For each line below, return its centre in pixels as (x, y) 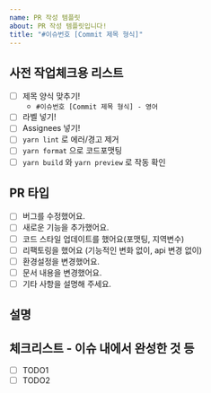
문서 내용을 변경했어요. (62, 272)
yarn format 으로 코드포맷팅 (72, 151)
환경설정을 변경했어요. (61, 261)
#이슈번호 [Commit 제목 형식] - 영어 (97, 107)
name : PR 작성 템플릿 (45, 17)
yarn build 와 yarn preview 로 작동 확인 (94, 162)
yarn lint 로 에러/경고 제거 (70, 139)
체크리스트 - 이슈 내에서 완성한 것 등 (102, 348)
